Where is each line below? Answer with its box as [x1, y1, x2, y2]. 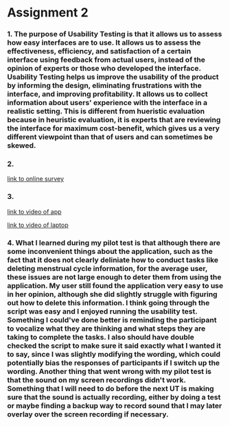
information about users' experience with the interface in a [7, 98, 208, 108]
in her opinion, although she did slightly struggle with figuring [7, 289, 218, 299]
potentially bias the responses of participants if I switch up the [7, 358, 220, 368]
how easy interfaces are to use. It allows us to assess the [7, 38, 201, 47]
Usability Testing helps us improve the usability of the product [7, 72, 219, 82]
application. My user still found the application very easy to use [7, 281, 224, 290]
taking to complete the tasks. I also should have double [7, 332, 194, 342]
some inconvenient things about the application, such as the [7, 246, 213, 256]
